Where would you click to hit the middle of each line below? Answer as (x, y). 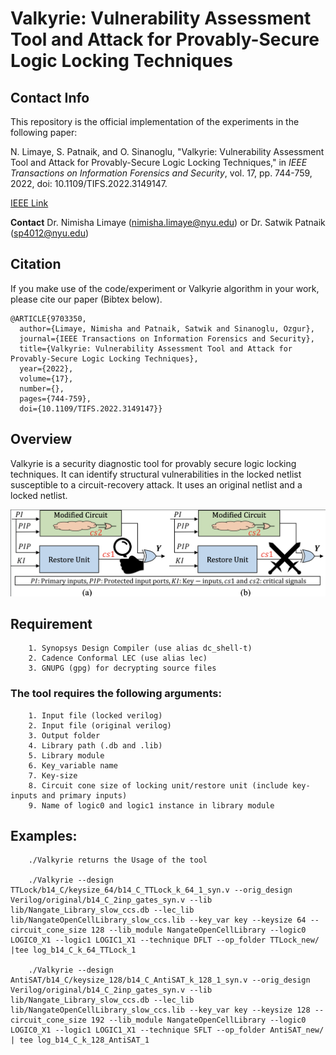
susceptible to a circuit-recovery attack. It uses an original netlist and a (156, 484)
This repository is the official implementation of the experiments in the (155, 121)
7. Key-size (53, 775)
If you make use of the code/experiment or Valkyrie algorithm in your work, (165, 288)
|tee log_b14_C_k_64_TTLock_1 (73, 950)
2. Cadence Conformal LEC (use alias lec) (118, 658)
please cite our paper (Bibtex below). (86, 299)
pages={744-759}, (55, 398)
